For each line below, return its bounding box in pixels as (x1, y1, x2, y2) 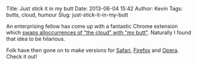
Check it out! (6, 53, 37, 60)
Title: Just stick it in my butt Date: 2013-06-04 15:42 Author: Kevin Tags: (6, 5, 183, 12)
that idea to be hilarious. (6, 35, 65, 42)
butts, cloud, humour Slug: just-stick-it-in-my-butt (6, 11, 129, 18)
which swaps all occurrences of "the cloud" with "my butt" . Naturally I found (6, 29, 192, 36)
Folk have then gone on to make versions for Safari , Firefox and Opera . (6, 47, 179, 54)
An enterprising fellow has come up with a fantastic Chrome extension (6, 23, 178, 30)
